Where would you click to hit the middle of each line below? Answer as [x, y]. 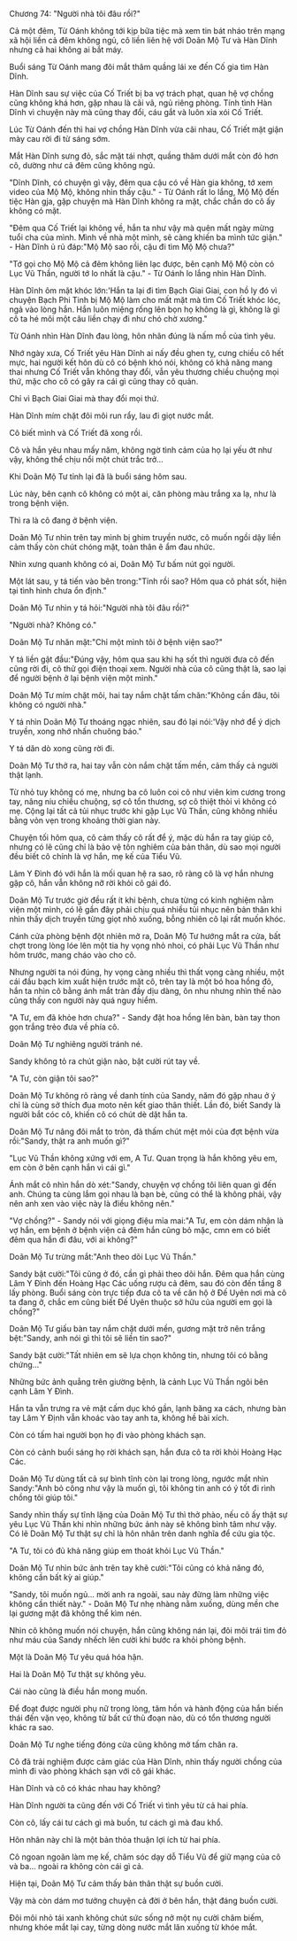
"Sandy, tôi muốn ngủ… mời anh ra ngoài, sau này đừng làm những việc [139, 1594]
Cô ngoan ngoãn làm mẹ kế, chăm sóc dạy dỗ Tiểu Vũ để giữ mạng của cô [145, 1857]
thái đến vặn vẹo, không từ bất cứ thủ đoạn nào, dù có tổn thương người [140, 1718]
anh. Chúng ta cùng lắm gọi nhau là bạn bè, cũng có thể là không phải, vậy [145, 1194]
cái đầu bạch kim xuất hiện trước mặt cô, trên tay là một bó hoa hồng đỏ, [141, 982]
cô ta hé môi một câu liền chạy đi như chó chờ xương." [108, 318]
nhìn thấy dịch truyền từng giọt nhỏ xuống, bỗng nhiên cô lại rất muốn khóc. [147, 919]
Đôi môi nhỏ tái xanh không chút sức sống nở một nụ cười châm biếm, [137, 1918]
